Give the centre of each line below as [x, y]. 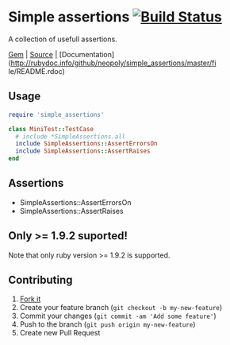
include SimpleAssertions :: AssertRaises [83, 151]
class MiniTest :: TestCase [51, 129]
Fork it [30, 299]
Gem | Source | [33, 54]
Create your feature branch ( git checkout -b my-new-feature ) [121, 308]
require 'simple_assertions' [56, 114]
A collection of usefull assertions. [63, 39]
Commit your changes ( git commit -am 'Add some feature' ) [118, 316]
